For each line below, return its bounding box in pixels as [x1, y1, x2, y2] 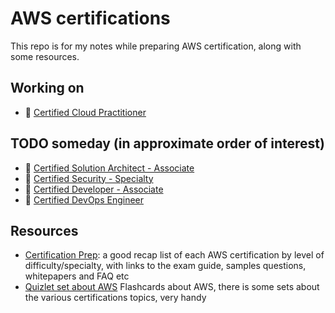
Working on [10, 80, 85, 97]
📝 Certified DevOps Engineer [24, 193, 145, 206]
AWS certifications [10, 7, 171, 30]
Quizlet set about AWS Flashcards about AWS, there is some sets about [24, 281, 320, 293]
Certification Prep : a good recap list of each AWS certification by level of [24, 249, 325, 261]
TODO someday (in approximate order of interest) [10, 135, 325, 152]
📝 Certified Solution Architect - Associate [24, 162, 195, 174]
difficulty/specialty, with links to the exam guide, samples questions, [24, 260, 307, 272]
